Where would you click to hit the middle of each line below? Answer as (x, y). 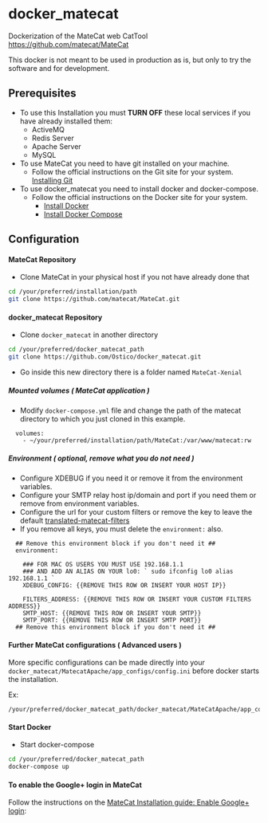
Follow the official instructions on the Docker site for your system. (140, 197)
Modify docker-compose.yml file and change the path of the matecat (130, 410)
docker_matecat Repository (55, 317)
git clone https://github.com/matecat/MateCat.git (94, 300)
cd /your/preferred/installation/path (73, 292)
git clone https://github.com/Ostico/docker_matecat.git (105, 357)
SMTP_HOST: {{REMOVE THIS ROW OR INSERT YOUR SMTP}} (112, 613)
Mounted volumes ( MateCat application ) (79, 390)
